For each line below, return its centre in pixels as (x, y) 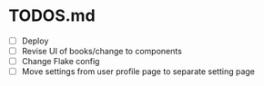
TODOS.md (52, 16)
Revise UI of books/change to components (102, 51)
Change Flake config (61, 62)
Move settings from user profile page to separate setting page (138, 72)
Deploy (35, 41)
